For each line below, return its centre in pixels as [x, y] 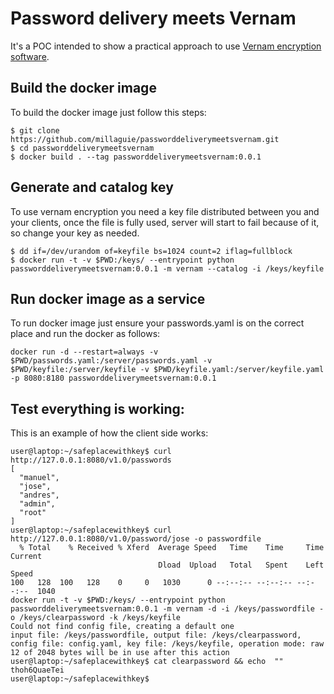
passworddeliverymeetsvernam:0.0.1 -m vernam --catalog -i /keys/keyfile [167, 268]
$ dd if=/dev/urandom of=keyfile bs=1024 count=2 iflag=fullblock [151, 251]
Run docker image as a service [108, 298]
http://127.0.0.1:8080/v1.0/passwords [91, 460]
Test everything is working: [97, 408]
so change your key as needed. [75, 233]
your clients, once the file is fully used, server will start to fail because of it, [165, 222]
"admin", [37, 504]
